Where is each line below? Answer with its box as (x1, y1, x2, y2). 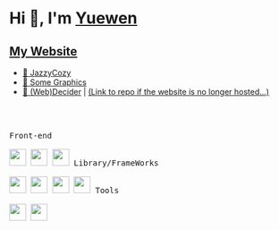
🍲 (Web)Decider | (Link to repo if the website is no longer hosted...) (21, 87, 270, 97)
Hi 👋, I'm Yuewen (9, 8, 138, 29)
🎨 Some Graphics (21, 77, 87, 88)
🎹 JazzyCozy (21, 67, 72, 78)
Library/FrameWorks (73, 158, 159, 168)
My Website (9, 44, 78, 59)
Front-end (9, 131, 52, 141)
